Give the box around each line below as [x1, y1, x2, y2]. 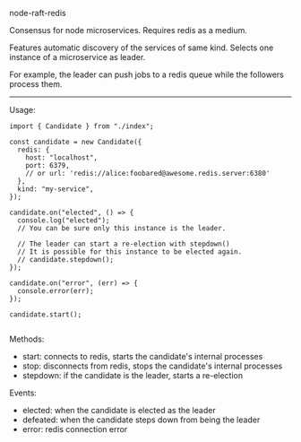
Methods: [9, 334, 45, 344]
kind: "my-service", [17, 185, 94, 194]
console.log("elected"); [17, 216, 110, 225]
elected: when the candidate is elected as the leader [21, 405, 217, 415]
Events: [9, 387, 38, 398]
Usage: [9, 105, 36, 115]
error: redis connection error [21, 424, 128, 434]
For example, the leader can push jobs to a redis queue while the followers [9, 69, 284, 80]
